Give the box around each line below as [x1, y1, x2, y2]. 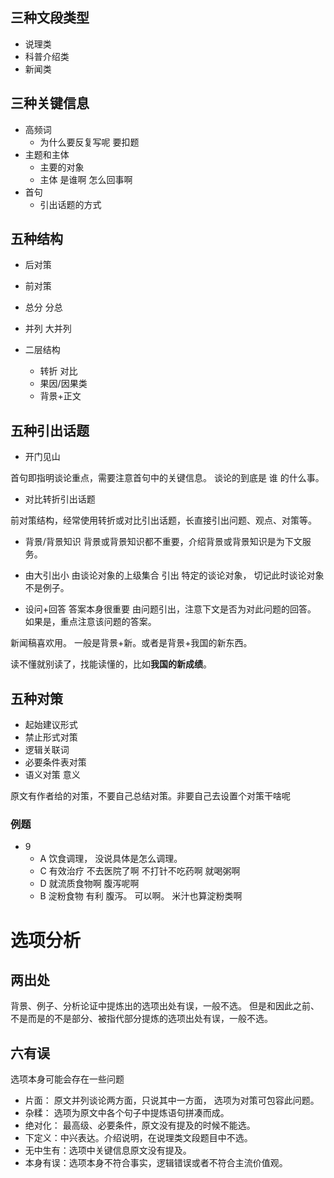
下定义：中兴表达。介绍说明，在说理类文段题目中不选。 [24, 1132, 253, 1144]
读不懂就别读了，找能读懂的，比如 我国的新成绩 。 [10, 658, 212, 670]
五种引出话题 [10, 422, 90, 439]
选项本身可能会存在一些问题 [10, 1073, 125, 1085]
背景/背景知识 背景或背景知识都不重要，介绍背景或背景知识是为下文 [24, 536, 303, 548]
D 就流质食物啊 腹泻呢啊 [39, 878, 140, 890]
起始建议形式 [24, 719, 78, 731]
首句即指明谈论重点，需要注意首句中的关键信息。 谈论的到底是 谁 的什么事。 [10, 472, 325, 484]
